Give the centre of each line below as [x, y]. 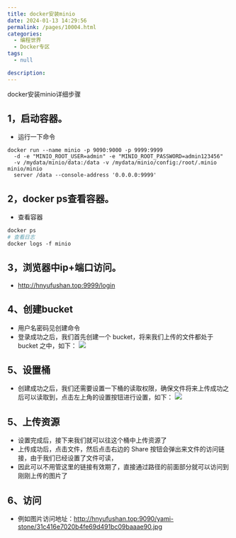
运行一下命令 [36, 137]
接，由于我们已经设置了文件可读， [67, 458]
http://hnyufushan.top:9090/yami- [123, 518]
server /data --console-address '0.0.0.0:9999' [85, 175]
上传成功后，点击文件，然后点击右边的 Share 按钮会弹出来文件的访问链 [121, 449]
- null [23, 60]
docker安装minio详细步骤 [44, 94]
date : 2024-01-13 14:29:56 [47, 21]
